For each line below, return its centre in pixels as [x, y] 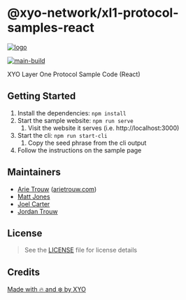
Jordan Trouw [37, 211]
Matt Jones [34, 197]
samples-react [51, 28]
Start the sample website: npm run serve [76, 120]
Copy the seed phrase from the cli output [87, 143]
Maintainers [34, 172]
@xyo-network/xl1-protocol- [93, 13]
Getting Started [42, 96]
